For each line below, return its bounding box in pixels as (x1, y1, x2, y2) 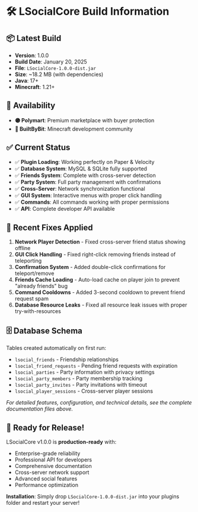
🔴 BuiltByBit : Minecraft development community (14, 125, 133, 132)
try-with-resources (14, 308, 61, 315)
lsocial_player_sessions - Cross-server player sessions (14, 387, 154, 395)
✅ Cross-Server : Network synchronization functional (14, 185, 145, 192)
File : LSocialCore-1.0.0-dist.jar (14, 65, 97, 71)
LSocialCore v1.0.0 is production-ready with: (6, 438, 117, 445)
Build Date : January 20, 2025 (14, 58, 87, 65)
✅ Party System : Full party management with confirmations (14, 178, 161, 185)
